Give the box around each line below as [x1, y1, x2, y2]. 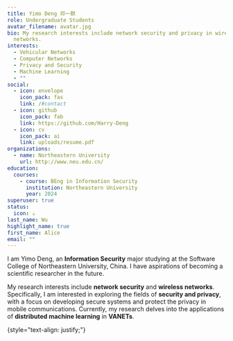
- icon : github [13, 107, 58, 114]
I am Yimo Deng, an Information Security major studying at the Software [7, 254, 216, 263]
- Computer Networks [13, 55, 73, 62]
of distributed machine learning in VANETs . [7, 313, 135, 321]
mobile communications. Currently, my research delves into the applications [7, 305, 225, 313]
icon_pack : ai [19, 132, 60, 139]
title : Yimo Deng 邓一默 [7, 10, 76, 17]
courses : [13, 171, 39, 178]
